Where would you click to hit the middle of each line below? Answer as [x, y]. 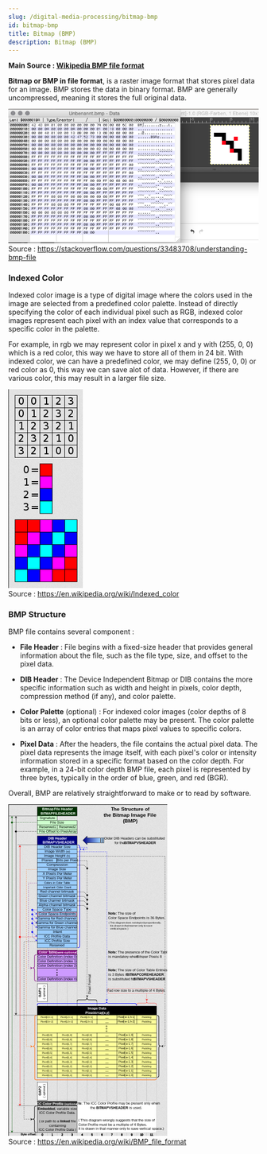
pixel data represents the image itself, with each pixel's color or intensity [138, 752]
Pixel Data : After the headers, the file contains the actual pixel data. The [139, 744]
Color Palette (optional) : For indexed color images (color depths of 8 [133, 712]
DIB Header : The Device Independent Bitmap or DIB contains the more [136, 679]
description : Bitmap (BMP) [53, 42]
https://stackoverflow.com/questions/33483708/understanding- [142, 249]
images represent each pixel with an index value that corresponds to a [123, 320]
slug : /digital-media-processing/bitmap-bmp [83, 17]
